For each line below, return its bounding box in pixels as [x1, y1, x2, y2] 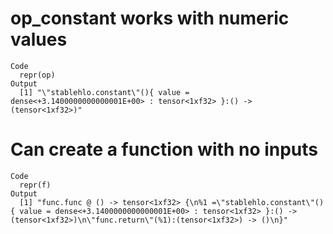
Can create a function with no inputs [10, 138, 319, 161]
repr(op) [19, 70, 56, 80]
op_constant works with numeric [10, 7, 290, 30]
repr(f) [19, 180, 52, 190]
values [10, 28, 68, 51]
